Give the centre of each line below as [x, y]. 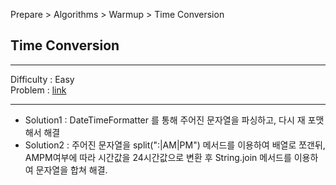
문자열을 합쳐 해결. [71, 170]
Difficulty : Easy [42, 79]
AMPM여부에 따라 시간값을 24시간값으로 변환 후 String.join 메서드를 [158, 157]
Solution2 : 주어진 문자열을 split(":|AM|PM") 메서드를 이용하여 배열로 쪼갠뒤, [175, 145]
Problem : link [38, 90]
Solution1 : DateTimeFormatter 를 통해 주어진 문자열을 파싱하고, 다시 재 [165, 120]
